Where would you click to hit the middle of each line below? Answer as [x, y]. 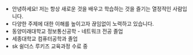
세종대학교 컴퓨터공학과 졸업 [45, 39]
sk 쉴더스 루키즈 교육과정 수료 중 [50, 46]
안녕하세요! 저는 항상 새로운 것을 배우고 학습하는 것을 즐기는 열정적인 [91, 9]
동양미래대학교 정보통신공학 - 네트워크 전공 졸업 [68, 31]
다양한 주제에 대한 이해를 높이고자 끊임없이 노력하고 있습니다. [83, 24]
